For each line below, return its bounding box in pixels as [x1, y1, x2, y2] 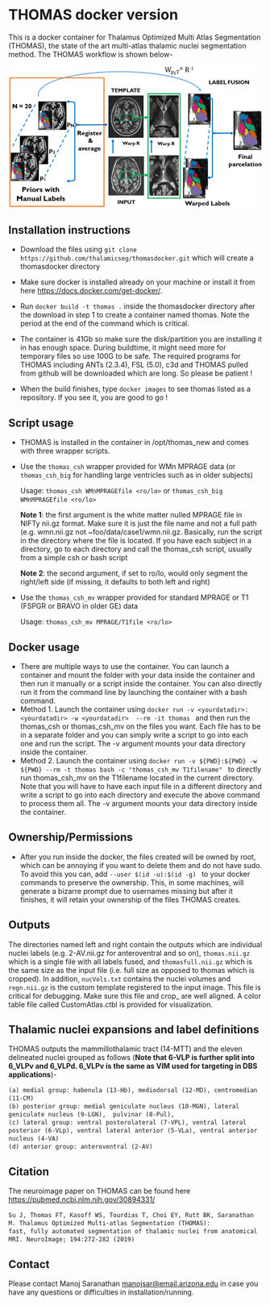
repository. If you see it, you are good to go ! [19, 393, 168, 402]
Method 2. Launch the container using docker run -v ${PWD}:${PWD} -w [19, 755, 258, 765]
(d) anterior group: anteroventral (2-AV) [8, 1143, 153, 1151]
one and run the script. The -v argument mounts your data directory [19, 738, 246, 748]
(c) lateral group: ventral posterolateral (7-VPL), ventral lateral [8, 1119, 247, 1127]
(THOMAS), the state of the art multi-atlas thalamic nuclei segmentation [8, 40, 247, 50]
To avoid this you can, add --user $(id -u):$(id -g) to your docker [19, 869, 251, 879]
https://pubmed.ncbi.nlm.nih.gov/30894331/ [8, 1195, 156, 1204]
